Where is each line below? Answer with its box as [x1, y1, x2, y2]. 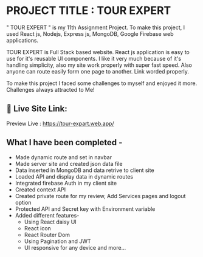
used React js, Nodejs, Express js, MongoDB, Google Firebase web [6, 30, 174, 37]
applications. [6, 36, 38, 44]
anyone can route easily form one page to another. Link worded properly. [6, 67, 190, 75]
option [15, 199, 32, 206]
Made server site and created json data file [15, 160, 123, 167]
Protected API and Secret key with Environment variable [15, 205, 156, 213]
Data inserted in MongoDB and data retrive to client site [15, 166, 154, 174]
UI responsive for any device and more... [24, 244, 126, 251]
